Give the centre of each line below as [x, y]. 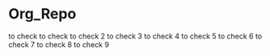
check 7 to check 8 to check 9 [59, 44]
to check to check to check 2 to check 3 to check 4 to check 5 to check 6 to [135, 36]
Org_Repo [42, 14]
